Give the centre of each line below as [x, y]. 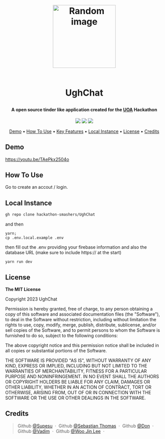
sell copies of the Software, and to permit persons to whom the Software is [83, 330]
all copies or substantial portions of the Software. [56, 350]
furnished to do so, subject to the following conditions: [61, 335]
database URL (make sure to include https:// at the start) [63, 253]
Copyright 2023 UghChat [31, 299]
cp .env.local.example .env [35, 238]
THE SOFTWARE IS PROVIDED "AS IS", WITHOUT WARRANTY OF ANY [78, 360]
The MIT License [23, 289]
